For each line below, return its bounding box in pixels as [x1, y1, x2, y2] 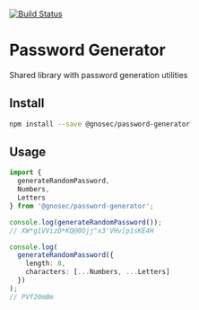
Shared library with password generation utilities [9, 69, 188, 80]
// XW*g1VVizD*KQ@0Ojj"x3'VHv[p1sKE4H [9, 226, 154, 235]
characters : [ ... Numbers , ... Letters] [25, 268, 170, 277]
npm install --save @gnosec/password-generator [9, 120, 191, 128]
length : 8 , [25, 259, 66, 269]
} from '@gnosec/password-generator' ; [9, 201, 154, 210]
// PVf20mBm [9, 292, 54, 301]
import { [9, 168, 42, 177]
